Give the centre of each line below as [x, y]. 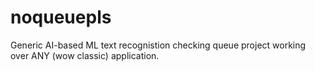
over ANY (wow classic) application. [85, 55]
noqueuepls [61, 17]
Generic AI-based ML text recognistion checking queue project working [158, 45]
